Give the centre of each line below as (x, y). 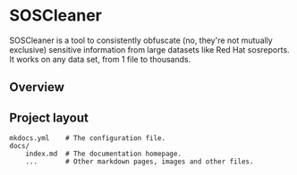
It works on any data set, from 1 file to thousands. (100, 59)
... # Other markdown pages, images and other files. (140, 162)
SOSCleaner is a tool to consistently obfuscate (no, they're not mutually (141, 40)
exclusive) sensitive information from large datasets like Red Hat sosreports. (149, 49)
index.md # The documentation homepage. (103, 154)
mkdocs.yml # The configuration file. (88, 138)
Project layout (49, 117)
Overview (37, 87)
